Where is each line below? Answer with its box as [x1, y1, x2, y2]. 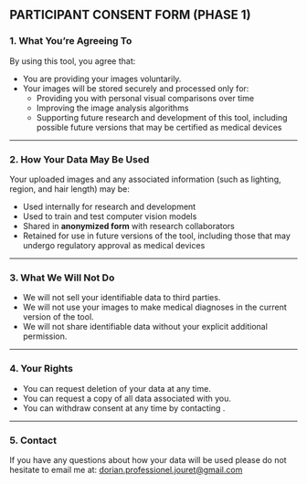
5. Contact [9, 434, 58, 447]
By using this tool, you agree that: [9, 55, 136, 67]
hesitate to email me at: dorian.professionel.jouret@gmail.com [9, 464, 243, 475]
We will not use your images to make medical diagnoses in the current [22, 301, 287, 313]
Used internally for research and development [22, 201, 196, 212]
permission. [22, 331, 68, 342]
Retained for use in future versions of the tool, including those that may [22, 230, 291, 241]
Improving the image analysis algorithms [36, 102, 189, 113]
